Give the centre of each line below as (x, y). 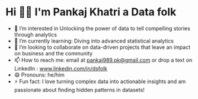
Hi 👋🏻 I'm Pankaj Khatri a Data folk (91, 12)
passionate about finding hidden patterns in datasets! (79, 90)
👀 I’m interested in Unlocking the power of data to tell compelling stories (102, 28)
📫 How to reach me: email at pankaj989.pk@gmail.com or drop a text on (103, 60)
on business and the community (53, 53)
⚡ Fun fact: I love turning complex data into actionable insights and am (100, 81)
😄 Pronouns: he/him (39, 75)
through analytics (36, 34)
